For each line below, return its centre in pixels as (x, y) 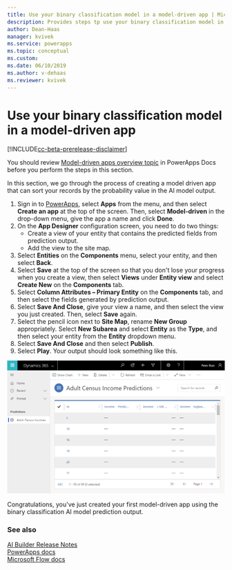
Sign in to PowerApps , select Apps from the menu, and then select (112, 204)
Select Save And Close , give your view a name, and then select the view (120, 307)
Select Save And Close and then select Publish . (86, 344)
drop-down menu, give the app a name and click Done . (96, 219)
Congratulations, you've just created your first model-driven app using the (113, 504)
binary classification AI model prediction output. (75, 512)
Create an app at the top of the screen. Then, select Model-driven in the (121, 212)
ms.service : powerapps (40, 44)
